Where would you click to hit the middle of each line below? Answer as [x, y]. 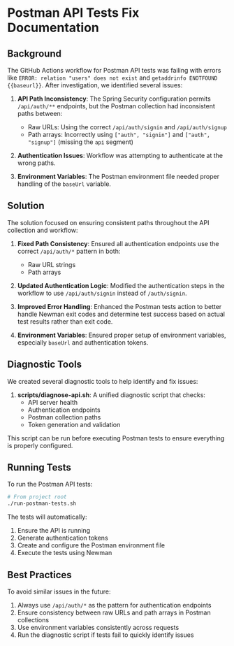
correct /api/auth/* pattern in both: [69, 251]
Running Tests [39, 467]
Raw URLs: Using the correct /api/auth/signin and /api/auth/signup [127, 127]
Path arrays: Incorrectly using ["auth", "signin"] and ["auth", [119, 135]
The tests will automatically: [47, 517]
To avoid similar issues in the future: [59, 591]
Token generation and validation [74, 424]
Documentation [53, 28]
